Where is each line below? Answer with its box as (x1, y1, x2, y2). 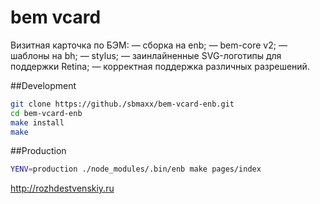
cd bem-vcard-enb (10, 108, 83, 118)
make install (10, 117, 65, 128)
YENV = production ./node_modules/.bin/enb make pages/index (10, 164, 262, 175)
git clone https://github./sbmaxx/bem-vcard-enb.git (10, 99, 235, 109)
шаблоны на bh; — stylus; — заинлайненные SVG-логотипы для (10, 49, 282, 61)
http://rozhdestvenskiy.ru (10, 182, 115, 195)
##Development (10, 79, 77, 91)
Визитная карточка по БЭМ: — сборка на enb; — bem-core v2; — (10, 39, 288, 51)
